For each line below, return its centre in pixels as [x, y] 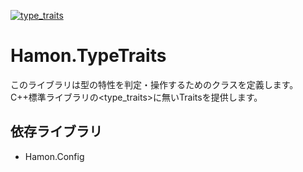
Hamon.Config [54, 156]
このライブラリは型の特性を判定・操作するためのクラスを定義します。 [154, 84]
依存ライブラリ [56, 131]
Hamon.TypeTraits [88, 56]
